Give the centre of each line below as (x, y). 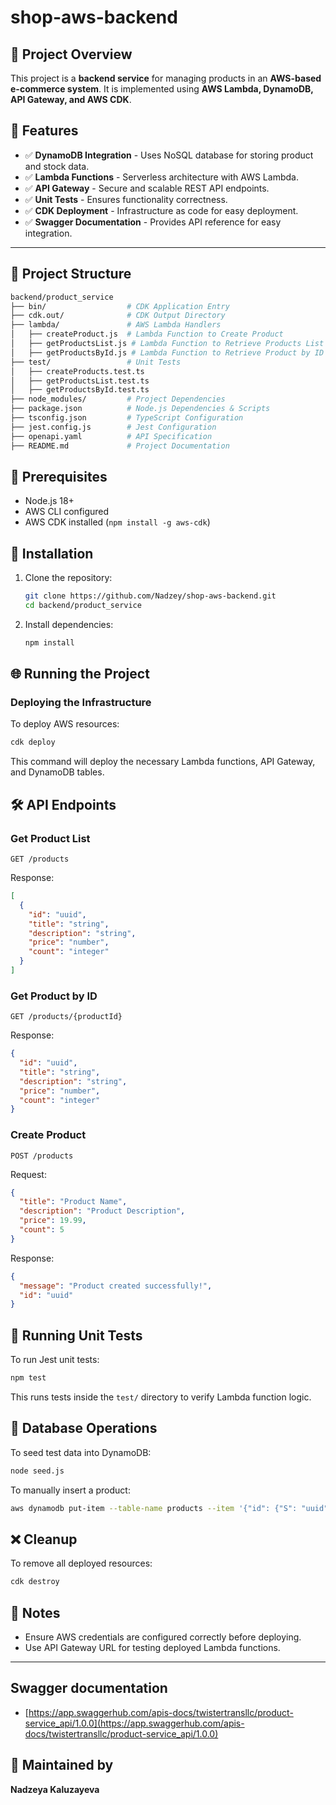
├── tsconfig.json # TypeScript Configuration (127, 418)
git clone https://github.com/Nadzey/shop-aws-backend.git (150, 596)
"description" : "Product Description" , (102, 1211)
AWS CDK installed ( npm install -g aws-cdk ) (117, 522)
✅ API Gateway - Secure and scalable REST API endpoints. (147, 188)
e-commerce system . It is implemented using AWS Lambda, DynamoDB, (162, 89)
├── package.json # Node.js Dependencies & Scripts (140, 409)
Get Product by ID (54, 996)
